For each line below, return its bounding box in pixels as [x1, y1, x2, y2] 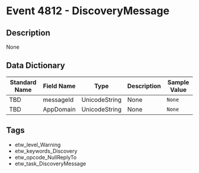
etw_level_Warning [14, 141, 61, 148]
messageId [43, 95, 74, 104]
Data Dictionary [6, 60, 65, 71]
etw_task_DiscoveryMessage [14, 160, 86, 167]
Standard [9, 78, 37, 86]
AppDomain [43, 105, 76, 113]
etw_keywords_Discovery [14, 147, 78, 155]
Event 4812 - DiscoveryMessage [6, 4, 170, 18]
